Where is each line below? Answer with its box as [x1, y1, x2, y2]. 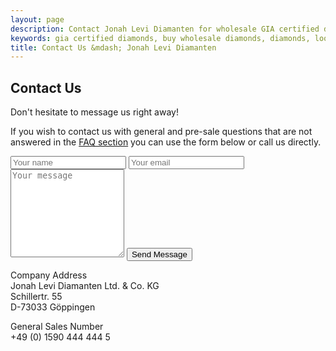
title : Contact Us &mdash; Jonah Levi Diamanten [10, 42, 217, 53]
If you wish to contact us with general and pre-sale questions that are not [10, 126, 313, 138]
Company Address [10, 269, 88, 281]
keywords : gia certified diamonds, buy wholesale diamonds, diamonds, [10, 33, 311, 43]
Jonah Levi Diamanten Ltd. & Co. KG [10, 280, 160, 292]
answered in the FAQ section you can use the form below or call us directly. [10, 136, 322, 148]
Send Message [131, 249, 188, 260]
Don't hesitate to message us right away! [10, 106, 179, 118]
